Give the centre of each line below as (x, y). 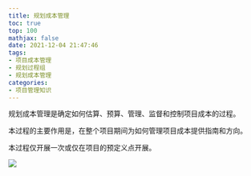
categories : (28, 82)
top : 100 (23, 30)
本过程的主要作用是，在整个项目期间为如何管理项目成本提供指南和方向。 (128, 131)
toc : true (25, 23)
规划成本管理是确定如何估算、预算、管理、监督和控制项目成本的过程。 (124, 114)
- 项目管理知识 (30, 90)
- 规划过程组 (27, 68)
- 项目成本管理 (30, 61)
